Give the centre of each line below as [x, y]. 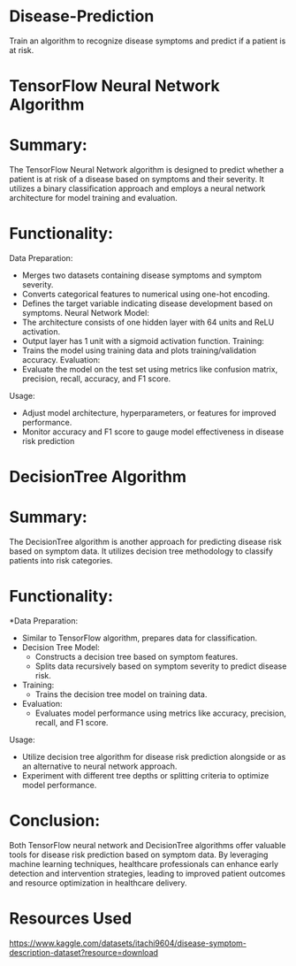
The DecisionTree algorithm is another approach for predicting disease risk [146, 542]
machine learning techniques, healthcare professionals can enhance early [144, 864]
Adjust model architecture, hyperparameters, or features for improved [149, 413]
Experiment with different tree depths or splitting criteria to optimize [145, 776]
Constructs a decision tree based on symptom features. [137, 657]
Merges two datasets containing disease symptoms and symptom [142, 275]
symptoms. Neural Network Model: [86, 313]
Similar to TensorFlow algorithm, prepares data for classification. [140, 638]
